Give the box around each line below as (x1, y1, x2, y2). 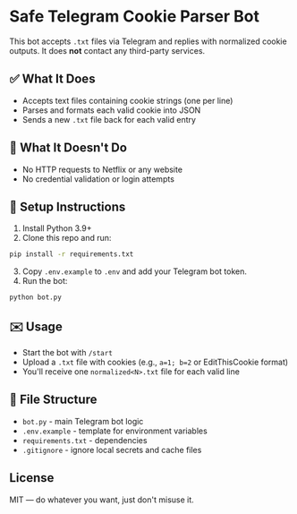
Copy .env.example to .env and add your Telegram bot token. (21, 266, 248, 277)
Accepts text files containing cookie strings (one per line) (21, 95, 233, 106)
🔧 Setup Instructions (9, 199, 126, 214)
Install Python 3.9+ (21, 223, 92, 234)
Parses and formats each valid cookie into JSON (21, 105, 201, 116)
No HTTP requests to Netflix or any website (21, 164, 183, 175)
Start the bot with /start (21, 347, 114, 357)
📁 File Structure (9, 392, 98, 407)
